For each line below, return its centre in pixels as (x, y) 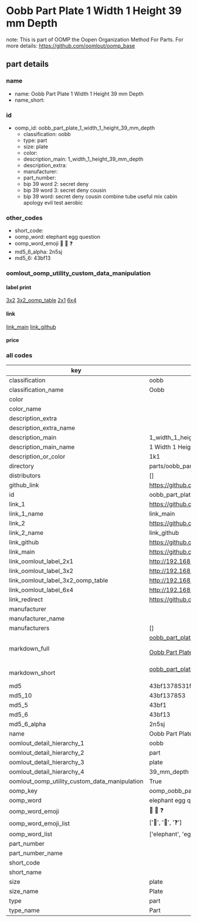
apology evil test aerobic (53, 202)
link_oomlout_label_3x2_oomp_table (59, 581)
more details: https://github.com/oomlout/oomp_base (71, 46)
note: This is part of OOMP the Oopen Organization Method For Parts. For (95, 39)
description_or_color (37, 457)
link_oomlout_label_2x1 (41, 561)
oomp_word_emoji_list (40, 823)
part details (28, 64)
